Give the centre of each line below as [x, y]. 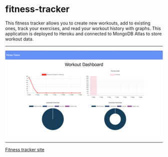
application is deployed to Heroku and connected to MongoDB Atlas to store [83, 33]
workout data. [19, 39]
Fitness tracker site [25, 150]
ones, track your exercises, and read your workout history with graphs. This [83, 28]
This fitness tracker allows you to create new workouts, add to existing [78, 23]
